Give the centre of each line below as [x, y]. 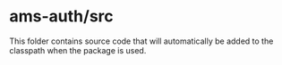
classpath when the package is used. [78, 50]
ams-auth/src [61, 16]
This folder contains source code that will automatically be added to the [141, 41]
